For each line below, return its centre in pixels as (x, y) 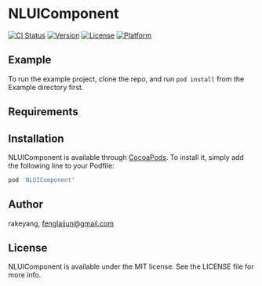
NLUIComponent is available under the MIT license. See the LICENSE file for (131, 266)
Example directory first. (46, 87)
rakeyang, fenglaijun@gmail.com (61, 223)
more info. (25, 275)
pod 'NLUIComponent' (42, 180)
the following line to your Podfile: (62, 165)
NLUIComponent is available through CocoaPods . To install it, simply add (126, 157)
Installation (36, 138)
